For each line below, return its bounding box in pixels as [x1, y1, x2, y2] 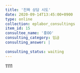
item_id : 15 [5, 26, 30, 31]
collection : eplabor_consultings [5, 21, 75, 26]
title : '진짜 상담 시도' [5, 7, 51, 12]
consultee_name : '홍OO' [5, 30, 54, 35]
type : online [5, 16, 33, 21]
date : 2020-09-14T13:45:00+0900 [5, 12, 73, 17]
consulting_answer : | [5, 40, 51, 45]
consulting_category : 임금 [5, 35, 60, 40]
